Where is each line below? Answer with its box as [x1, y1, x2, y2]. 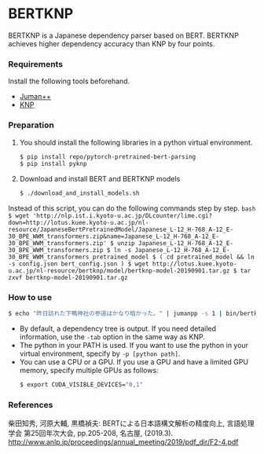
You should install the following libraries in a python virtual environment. [19, 137, 253, 147]
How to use [8, 292, 53, 303]
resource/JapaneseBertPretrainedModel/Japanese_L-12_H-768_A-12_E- [8, 225, 234, 234]
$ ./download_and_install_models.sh [19, 189, 140, 197]
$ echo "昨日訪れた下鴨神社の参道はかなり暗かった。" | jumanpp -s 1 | [8, 309, 222, 318]
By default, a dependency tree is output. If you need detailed [19, 324, 217, 334]
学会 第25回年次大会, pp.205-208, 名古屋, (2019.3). [8, 428, 174, 438]
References [8, 400, 53, 411]
